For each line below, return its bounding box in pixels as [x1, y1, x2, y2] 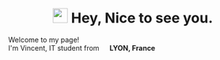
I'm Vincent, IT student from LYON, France [8, 43, 156, 52]
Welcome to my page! [8, 35, 80, 44]
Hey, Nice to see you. [70, 9, 214, 27]
